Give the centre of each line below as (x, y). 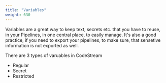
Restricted (23, 76)
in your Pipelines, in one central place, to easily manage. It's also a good (81, 35)
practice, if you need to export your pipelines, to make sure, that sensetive (83, 40)
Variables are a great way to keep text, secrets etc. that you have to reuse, (83, 29)
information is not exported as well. (42, 45)
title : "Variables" (26, 10)
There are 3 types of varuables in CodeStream (54, 55)
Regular (21, 65)
